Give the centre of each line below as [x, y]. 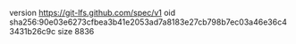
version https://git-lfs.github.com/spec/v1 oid [93, 13]
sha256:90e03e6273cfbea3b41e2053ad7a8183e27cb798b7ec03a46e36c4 [148, 22]
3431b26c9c [33, 31]
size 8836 [76, 31]
